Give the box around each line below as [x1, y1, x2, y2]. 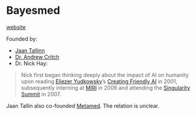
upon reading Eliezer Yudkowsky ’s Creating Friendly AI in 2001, [20, 78, 177, 85]
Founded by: [6, 35, 38, 42]
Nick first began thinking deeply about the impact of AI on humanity [20, 71, 189, 78]
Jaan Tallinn [14, 46, 45, 54]
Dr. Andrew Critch [14, 53, 60, 60]
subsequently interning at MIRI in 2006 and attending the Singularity [20, 84, 191, 91]
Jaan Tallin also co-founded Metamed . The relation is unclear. [6, 102, 159, 109]
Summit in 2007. [20, 90, 61, 98]
